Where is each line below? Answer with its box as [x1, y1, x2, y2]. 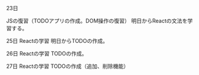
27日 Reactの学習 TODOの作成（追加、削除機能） [6, 62, 129, 70]
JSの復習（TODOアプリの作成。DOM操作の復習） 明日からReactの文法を [6, 17, 188, 24]
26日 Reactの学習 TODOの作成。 [6, 50, 87, 57]
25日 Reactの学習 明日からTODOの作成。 [6, 37, 108, 44]
